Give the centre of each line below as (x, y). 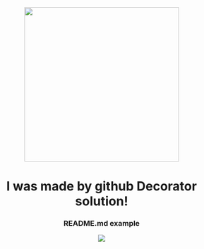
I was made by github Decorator (102, 187)
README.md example (102, 224)
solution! (102, 201)
